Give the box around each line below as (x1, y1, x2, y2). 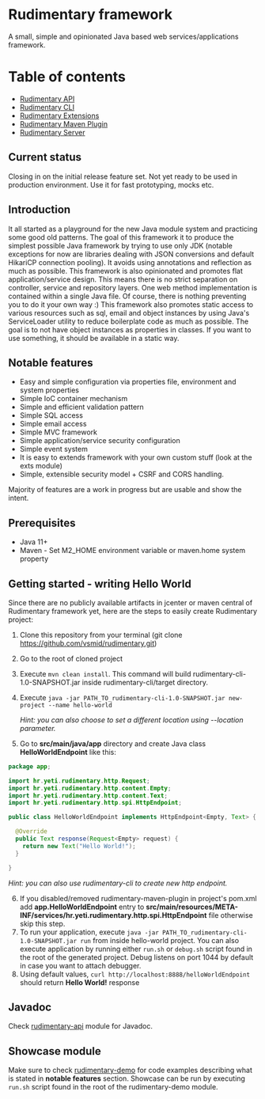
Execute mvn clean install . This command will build (19, 669, 191, 678)
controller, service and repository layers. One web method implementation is (8, 282, 258, 292)
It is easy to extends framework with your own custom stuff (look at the (19, 453, 252, 462)
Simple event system (19, 445, 89, 454)
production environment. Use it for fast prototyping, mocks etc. (8, 180, 214, 189)
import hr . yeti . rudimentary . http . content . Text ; (8, 791, 168, 800)
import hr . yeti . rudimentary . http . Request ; (8, 777, 150, 785)
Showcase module (8, 1044, 101, 1058)
